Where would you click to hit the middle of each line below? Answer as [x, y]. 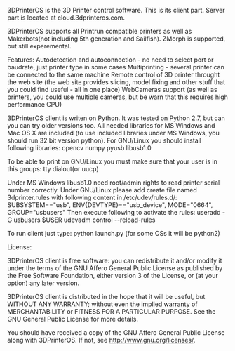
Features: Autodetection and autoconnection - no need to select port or [110, 60]
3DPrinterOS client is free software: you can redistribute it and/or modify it [115, 260]
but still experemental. [39, 46]
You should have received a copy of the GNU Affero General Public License [116, 332]
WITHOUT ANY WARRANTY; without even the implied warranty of [102, 304]
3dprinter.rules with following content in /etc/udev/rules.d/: [92, 197]
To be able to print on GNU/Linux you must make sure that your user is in [112, 161]
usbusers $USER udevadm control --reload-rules [85, 220]
